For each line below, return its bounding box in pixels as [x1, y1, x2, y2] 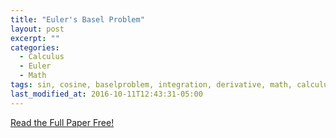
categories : [10, 42, 60, 53]
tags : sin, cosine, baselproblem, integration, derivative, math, [10, 80, 293, 90]
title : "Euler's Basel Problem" [10, 14, 145, 25]
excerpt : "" [10, 33, 60, 43]
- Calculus [19, 52, 65, 62]
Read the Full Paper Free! [10, 116, 115, 128]
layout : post [10, 24, 65, 34]
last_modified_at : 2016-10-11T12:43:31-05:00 [10, 89, 203, 99]
